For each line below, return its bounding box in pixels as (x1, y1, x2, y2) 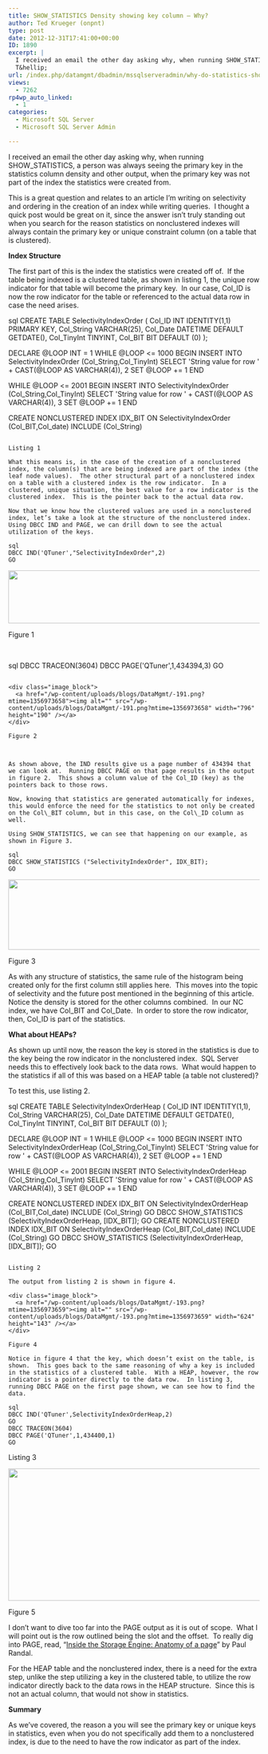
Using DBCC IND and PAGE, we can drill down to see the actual (8, 521, 223, 529)
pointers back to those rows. (8, 780, 109, 789)
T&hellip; (15, 64, 48, 72)
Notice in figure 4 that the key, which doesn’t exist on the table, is (8, 1355, 255, 1363)
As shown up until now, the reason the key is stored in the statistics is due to (8, 1045, 259, 1054)
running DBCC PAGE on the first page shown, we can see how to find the (8, 1383, 255, 1391)
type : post (8, 26, 45, 34)
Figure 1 (8, 629, 34, 639)
